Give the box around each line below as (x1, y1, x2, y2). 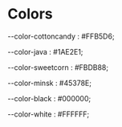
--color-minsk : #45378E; (7, 78, 92, 88)
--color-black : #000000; (7, 93, 91, 103)
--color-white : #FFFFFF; (7, 109, 90, 119)
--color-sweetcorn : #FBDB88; (7, 62, 109, 72)
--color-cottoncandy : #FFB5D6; (7, 31, 115, 41)
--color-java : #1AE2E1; (7, 47, 83, 56)
